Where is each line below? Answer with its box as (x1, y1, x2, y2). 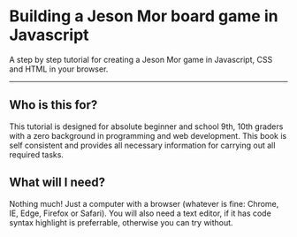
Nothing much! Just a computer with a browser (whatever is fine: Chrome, (9, 198, 279, 209)
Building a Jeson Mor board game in (9, 6, 278, 27)
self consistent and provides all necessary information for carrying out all (9, 140, 276, 150)
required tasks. (9, 149, 65, 160)
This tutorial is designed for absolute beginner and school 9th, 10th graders (9, 121, 284, 132)
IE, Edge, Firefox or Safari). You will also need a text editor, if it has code (9, 208, 271, 218)
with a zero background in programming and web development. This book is (9, 130, 287, 141)
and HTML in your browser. (9, 64, 109, 74)
